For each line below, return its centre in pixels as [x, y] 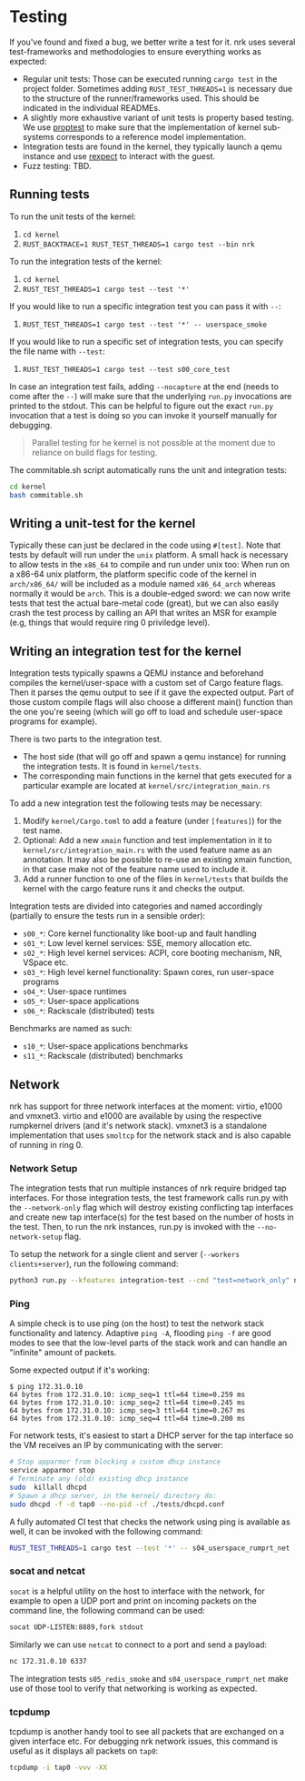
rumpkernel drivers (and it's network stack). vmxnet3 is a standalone [138, 1125]
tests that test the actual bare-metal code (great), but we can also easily [144, 603]
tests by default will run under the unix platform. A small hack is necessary [149, 555]
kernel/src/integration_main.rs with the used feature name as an [147, 850]
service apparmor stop [52, 1471]
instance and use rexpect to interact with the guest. [119, 156]
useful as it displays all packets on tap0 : [84, 1751]
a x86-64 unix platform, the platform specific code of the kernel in [133, 574]
